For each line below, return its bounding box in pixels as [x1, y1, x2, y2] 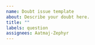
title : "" [6, 19, 30, 25]
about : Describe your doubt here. [6, 14, 90, 20]
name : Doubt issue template [6, 8, 75, 15]
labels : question [6, 25, 48, 31]
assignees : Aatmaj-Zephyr [6, 30, 69, 36]
